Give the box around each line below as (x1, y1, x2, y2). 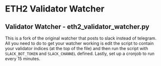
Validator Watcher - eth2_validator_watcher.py (5, 23, 150, 31)
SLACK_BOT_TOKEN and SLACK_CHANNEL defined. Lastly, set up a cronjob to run (5, 51, 155, 56)
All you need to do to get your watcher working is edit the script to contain (5, 40, 154, 46)
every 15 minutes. (5, 56, 40, 61)
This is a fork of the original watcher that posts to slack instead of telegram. (5, 35, 157, 41)
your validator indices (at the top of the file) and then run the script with (5, 46, 148, 51)
